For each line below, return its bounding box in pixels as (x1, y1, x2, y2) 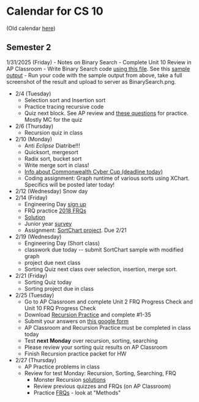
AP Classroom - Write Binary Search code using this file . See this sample (6, 65, 190, 72)
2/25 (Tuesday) (15, 291, 54, 299)
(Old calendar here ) (6, 24, 56, 32)
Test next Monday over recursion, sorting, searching (24, 337, 158, 344)
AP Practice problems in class (24, 363, 100, 370)
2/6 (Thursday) (15, 122, 54, 130)
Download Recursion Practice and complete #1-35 (24, 311, 151, 318)
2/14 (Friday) (15, 194, 48, 201)
